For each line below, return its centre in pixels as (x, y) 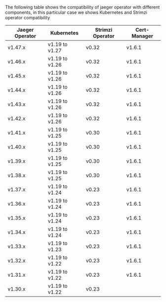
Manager (143, 36)
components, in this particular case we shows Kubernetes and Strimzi (76, 12)
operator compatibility (28, 18)
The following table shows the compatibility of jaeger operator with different (83, 7)
